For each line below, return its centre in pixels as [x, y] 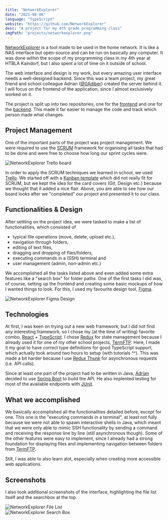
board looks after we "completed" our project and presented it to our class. [83, 194]
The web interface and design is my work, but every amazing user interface [83, 73]
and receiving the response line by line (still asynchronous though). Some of [84, 433]
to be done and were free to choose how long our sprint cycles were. [76, 153]
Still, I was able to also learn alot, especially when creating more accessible [83, 459]
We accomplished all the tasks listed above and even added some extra [79, 273]
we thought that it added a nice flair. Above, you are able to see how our [80, 188]
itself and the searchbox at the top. [41, 497]
